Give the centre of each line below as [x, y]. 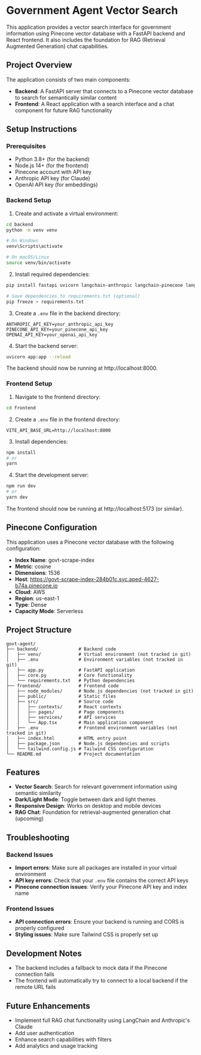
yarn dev [17, 497]
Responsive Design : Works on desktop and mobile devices [88, 806]
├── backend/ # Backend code [61, 649]
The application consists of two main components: [68, 79]
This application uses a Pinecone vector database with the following [90, 542]
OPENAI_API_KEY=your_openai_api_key [52, 335]
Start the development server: [52, 475]
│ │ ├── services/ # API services [61, 717]
